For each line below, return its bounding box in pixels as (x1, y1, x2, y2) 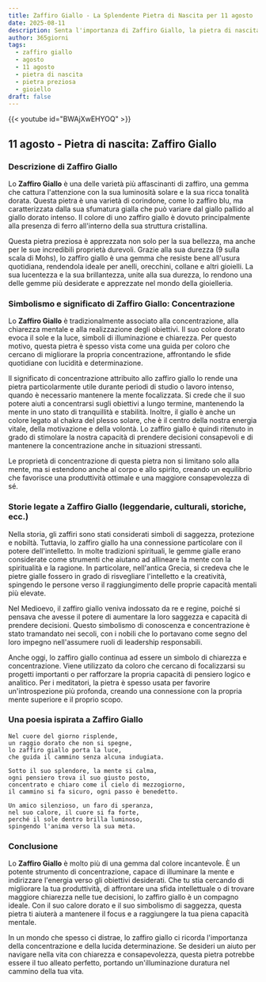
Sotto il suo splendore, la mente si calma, (8, 767, 158, 775)
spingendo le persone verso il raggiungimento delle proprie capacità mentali (8, 580, 257, 589)
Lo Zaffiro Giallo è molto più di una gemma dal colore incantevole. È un (8, 858, 241, 868)
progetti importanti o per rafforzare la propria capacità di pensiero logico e (8, 669, 251, 679)
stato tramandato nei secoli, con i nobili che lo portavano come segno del (8, 629, 248, 638)
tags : (8, 41, 26, 49)
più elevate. (8, 588, 46, 598)
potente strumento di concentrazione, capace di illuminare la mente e (8, 867, 235, 877)
